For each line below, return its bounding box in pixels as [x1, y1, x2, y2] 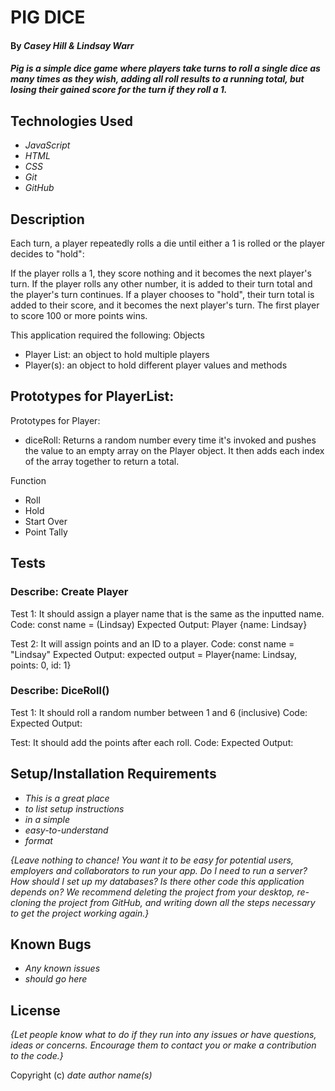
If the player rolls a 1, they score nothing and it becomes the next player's [10, 267, 312, 279]
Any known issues [24, 962, 101, 975]
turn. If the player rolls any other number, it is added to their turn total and [10, 278, 313, 290]
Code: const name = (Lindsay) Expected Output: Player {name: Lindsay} [10, 618, 308, 630]
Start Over [24, 515, 68, 527]
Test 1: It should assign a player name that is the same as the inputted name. [10, 607, 325, 620]
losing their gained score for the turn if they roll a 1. [10, 84, 228, 96]
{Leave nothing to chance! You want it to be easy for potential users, [10, 854, 294, 866]
